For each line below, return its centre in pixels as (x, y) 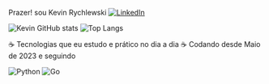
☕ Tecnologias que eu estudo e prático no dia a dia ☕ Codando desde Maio (134, 44)
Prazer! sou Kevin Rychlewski (58, 13)
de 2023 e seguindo (42, 56)
